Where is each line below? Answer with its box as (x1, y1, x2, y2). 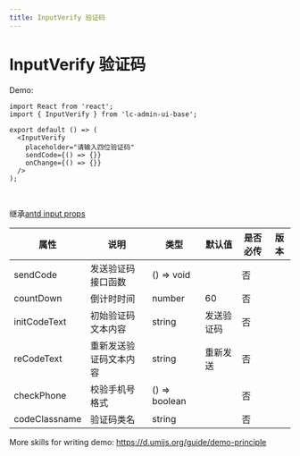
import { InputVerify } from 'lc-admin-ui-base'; (9, 109, 198, 119)
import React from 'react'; (9, 102, 114, 111)
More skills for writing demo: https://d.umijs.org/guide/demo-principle (9, 436, 267, 447)
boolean (151, 394, 187, 407)
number (151, 291, 185, 304)
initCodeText (13, 315, 67, 327)
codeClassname (13, 412, 82, 425)
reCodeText (13, 352, 62, 365)
